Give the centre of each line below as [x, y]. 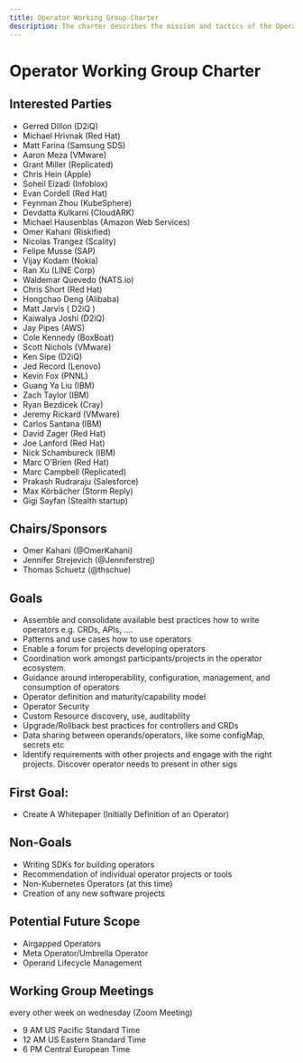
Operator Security [56, 707]
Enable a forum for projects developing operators [114, 649]
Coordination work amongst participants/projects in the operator [142, 658]
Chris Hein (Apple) [57, 174]
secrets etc [43, 745]
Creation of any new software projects [93, 893]
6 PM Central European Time [76, 1049]
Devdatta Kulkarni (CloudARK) [78, 212]
